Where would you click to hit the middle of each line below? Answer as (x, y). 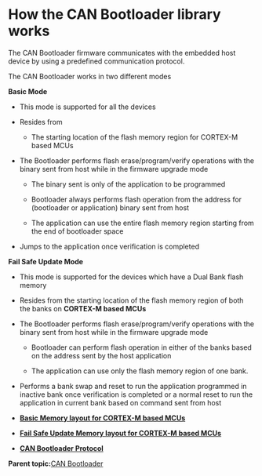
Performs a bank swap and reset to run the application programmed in (133, 386)
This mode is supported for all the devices (87, 107)
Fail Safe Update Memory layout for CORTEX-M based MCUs (120, 433)
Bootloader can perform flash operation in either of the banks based (142, 347)
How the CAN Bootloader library (115, 15)
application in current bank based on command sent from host (120, 402)
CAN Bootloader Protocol (61, 448)
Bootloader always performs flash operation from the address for (136, 199)
